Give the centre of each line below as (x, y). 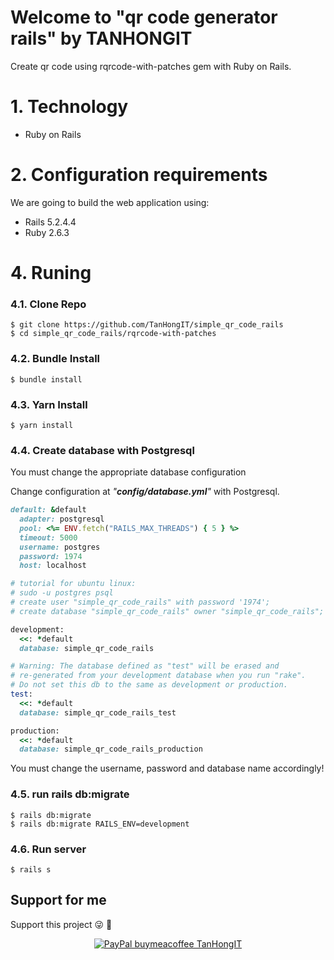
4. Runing (51, 273)
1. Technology (69, 107)
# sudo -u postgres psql (62, 593)
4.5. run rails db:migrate (70, 794)
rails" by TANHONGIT (101, 38)
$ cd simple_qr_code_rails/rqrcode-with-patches (113, 334)
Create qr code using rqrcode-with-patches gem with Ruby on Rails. (151, 66)
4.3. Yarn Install (49, 404)
